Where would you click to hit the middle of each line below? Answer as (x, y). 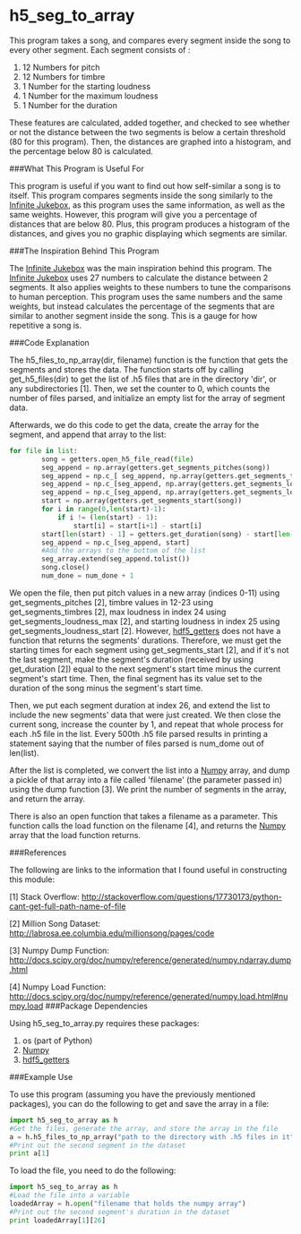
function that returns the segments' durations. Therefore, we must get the (146, 640)
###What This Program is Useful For (77, 168)
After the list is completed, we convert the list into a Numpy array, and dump (150, 770)
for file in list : (43, 450)
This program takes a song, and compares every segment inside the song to (150, 40)
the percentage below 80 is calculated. (82, 151)
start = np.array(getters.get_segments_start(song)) (142, 501)
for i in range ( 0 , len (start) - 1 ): (104, 510)
